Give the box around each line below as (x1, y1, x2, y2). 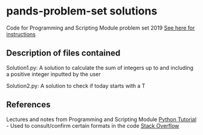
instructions (6, 30, 36, 37)
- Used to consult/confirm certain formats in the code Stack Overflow (6, 122, 179, 129)
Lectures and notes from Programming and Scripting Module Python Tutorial (6, 116, 197, 123)
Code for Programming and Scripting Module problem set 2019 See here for (6, 24, 195, 31)
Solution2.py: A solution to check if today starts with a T (6, 82, 146, 89)
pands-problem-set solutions (6, 4, 158, 18)
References (6, 99, 51, 110)
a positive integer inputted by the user (6, 71, 101, 78)
